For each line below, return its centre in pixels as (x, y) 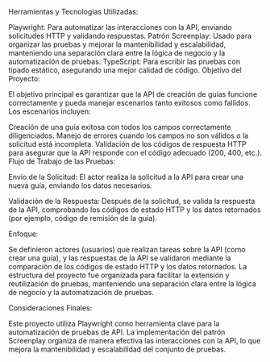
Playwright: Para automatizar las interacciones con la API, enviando (120, 27)
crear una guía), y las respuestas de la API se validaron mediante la (120, 258)
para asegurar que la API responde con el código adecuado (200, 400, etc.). (135, 153)
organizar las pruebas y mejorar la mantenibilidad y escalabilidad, (117, 44)
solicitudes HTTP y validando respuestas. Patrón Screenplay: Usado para (130, 36)
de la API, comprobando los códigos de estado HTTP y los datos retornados (135, 210)
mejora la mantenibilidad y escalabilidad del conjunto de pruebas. (117, 349)
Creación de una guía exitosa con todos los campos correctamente (120, 127)
